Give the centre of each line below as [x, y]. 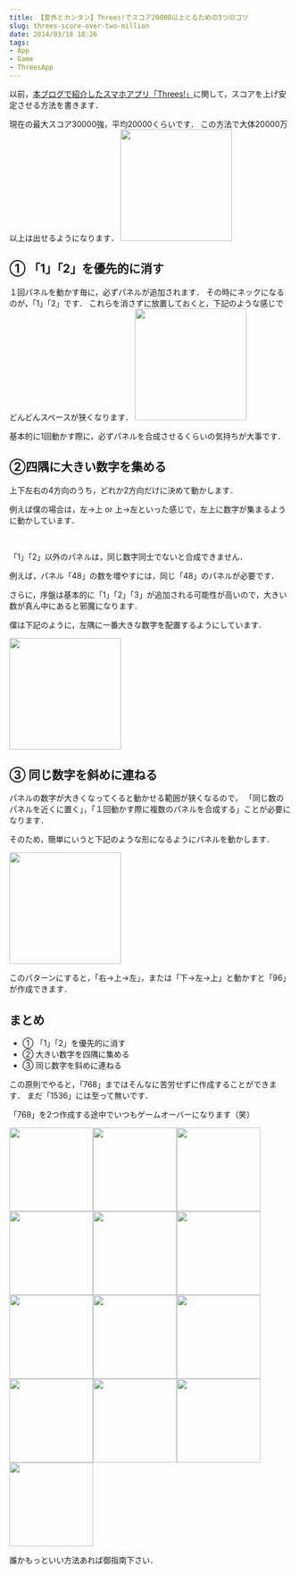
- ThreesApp [31, 68]
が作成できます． [41, 989]
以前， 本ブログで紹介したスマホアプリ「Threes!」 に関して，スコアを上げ [144, 94]
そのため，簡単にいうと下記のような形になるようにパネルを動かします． [142, 840]
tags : [19, 42]
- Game [21, 59]
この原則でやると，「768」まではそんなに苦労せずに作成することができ [139, 1084]
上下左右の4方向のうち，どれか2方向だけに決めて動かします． [124, 490]
